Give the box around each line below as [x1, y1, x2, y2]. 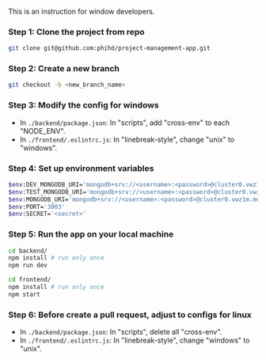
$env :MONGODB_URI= [8, 195, 69, 203]
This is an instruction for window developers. [8, 7, 155, 16]
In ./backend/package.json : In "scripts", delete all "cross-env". [19, 328, 222, 337]
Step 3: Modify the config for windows [8, 100, 160, 111]
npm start [8, 290, 41, 298]
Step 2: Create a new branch [8, 63, 120, 74]
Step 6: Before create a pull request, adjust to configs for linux [8, 309, 252, 320]
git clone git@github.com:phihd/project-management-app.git [8, 44, 211, 52]
